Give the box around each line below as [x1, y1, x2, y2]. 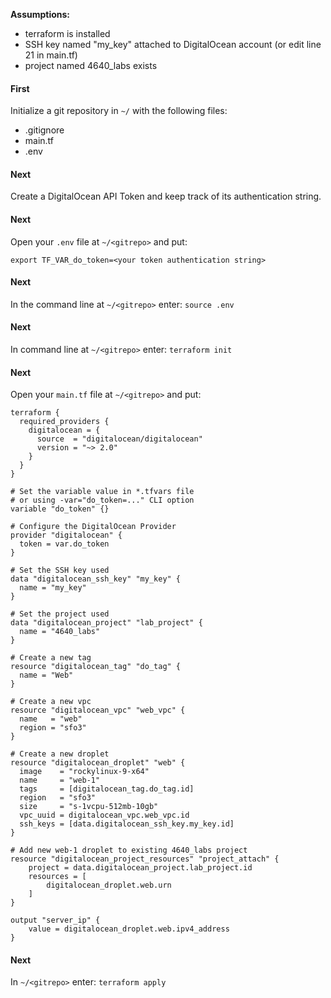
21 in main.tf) [24, 49, 78, 61]
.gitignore [24, 124, 65, 136]
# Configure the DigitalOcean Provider [10, 522, 177, 532]
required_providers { [19, 417, 110, 427]
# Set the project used [10, 609, 110, 619]
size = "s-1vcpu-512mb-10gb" [19, 802, 159, 812]
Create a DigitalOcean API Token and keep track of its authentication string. [10, 190, 322, 203]
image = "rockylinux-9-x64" [19, 767, 150, 777]
